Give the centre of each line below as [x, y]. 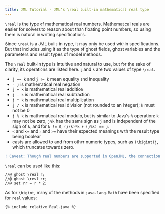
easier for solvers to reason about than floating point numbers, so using [78, 29]
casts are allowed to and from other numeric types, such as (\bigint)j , [85, 142]
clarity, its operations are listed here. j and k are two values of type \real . [80, 69]
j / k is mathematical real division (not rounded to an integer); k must [83, 105]
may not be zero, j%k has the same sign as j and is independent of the [84, 121]
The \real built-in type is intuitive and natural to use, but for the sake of [78, 64]
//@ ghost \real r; [25, 174]
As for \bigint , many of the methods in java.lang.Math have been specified [82, 192]
